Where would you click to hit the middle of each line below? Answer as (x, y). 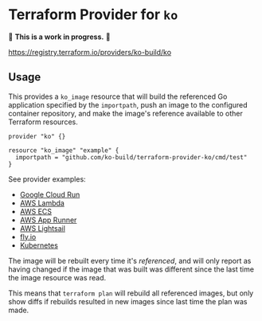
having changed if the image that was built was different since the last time (131, 269)
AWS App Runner (48, 220)
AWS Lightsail (43, 228)
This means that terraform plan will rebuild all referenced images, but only (131, 293)
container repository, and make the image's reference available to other (125, 113)
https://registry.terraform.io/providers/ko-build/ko (90, 52)
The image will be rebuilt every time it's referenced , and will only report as (130, 260)
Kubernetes (39, 245)
